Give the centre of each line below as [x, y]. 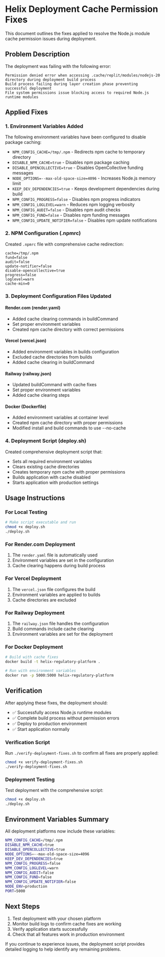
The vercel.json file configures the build [54, 589]
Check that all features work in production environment [68, 934]
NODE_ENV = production [26, 887]
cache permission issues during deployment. [51, 39]
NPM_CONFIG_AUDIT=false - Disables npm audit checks [66, 210]
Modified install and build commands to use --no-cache [69, 428]
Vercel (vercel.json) [26, 341]
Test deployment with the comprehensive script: [54, 790]
